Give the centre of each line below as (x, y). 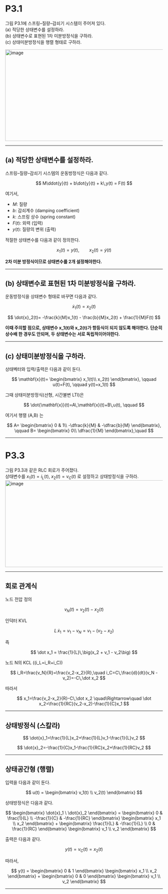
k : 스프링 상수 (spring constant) (44, 217)
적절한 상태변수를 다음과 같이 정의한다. (42, 240)
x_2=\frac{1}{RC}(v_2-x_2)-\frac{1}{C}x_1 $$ (84, 704)
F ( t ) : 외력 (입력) (28, 223)
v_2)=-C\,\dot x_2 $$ (84, 678)
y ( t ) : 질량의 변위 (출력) (34, 229)
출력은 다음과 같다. (23, 839)
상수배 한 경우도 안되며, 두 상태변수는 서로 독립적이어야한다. (63, 334)
